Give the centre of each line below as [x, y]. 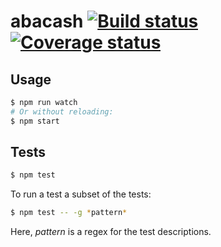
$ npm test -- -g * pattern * [69, 213]
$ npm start [35, 121]
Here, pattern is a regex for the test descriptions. [111, 232]
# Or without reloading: [62, 111]
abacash [47, 21]
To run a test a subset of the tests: [81, 194]
